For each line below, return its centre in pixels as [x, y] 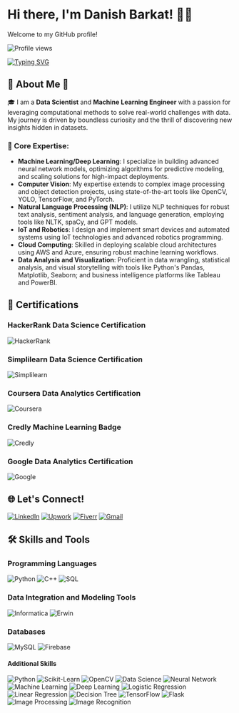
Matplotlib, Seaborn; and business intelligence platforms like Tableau [119, 275]
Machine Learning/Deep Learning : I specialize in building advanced [118, 161]
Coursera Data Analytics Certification [74, 393]
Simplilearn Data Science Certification [75, 359]
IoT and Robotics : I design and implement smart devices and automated [124, 230]
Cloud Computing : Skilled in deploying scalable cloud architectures [117, 245]
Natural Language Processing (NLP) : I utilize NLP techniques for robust [123, 207]
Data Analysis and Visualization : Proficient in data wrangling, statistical [124, 260]
